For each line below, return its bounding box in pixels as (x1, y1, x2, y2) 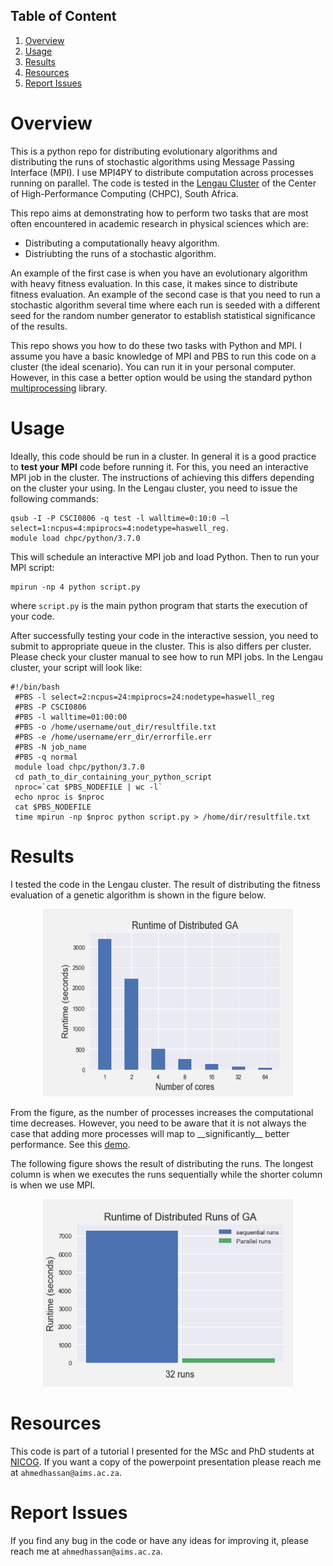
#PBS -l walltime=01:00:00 (14, 712, 128, 722)
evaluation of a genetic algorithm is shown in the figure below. (10, 889, 267, 901)
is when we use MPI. (10, 1179, 96, 1191)
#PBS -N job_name (14, 742, 87, 752)
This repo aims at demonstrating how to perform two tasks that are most (10, 207, 309, 219)
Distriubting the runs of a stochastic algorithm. (24, 247, 217, 259)
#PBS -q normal (14, 752, 78, 762)
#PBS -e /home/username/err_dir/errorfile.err (14, 732, 213, 742)
